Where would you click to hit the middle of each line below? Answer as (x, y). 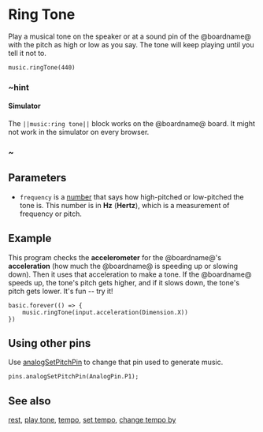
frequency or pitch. (51, 214)
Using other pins (50, 343)
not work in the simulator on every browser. (79, 132)
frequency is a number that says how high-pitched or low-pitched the (131, 197)
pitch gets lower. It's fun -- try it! (61, 291)
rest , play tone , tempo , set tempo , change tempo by (92, 420)
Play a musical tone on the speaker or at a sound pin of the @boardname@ (130, 36)
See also (30, 401)
